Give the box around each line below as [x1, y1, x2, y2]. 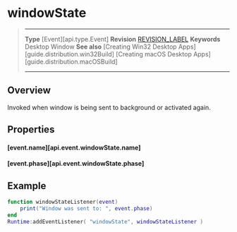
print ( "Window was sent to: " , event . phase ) [20, 205, 153, 212]
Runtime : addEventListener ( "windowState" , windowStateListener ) [7, 218, 203, 225]
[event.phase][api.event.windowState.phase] [7, 159, 145, 168]
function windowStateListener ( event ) [7, 199, 119, 206]
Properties [7, 123, 55, 135]
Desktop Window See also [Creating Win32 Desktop [24, 42, 178, 51]
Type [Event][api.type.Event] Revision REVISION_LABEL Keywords [24, 35, 221, 43]
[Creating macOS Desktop [116, 49, 192, 58]
